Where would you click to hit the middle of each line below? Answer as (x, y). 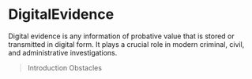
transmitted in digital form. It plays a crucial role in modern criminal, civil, (126, 44)
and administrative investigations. (63, 52)
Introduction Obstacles (65, 67)
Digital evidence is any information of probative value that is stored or (121, 36)
